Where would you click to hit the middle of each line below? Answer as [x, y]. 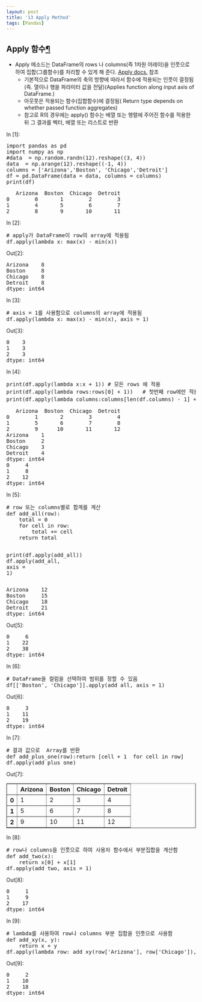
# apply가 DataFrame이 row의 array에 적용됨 [68, 236]
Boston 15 [27, 596]
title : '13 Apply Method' [38, 17]
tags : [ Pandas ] [25, 23]
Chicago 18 [27, 602]
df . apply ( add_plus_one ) [41, 763]
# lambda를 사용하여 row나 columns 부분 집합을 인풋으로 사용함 [90, 934]
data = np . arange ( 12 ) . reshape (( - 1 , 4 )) [67, 164]
